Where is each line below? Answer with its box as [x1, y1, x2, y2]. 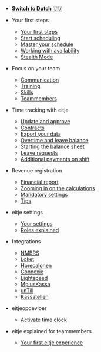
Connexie [20, 268, 44, 275]
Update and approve [20, 118, 70, 125]
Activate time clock [20, 316, 68, 323]
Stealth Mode [20, 53, 53, 60]
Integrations [11, 238, 41, 245]
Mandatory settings [20, 191, 68, 198]
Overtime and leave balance [20, 137, 89, 144]
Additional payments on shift [20, 156, 90, 162]
